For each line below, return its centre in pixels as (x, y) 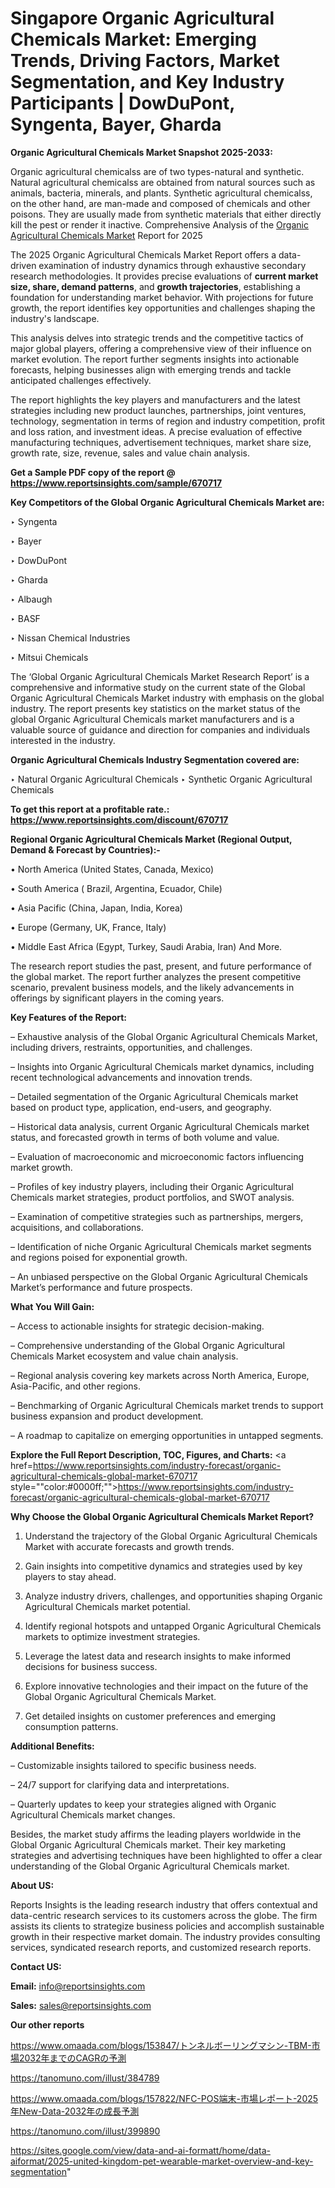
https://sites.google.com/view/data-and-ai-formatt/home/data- (140, 2150)
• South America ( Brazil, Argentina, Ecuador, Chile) (116, 888)
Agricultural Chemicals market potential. (107, 1606)
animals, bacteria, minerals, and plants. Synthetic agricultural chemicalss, (161, 193)
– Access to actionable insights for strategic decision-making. (137, 1326)
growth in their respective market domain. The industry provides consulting (165, 1936)
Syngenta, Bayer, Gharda (116, 124)
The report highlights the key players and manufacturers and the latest (155, 399)
